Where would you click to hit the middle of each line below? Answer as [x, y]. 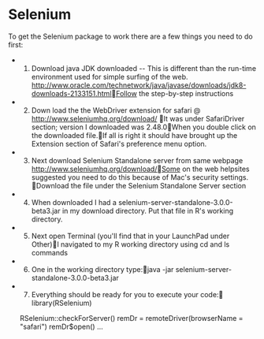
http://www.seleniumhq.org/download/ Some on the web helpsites [140, 169]
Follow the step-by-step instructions [175, 93]
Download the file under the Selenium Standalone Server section [141, 185]
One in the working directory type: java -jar [102, 269]
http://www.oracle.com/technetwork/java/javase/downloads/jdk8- [139, 85]
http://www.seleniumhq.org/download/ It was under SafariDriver [138, 118]
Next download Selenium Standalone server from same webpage [137, 160]
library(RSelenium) [61, 303]
